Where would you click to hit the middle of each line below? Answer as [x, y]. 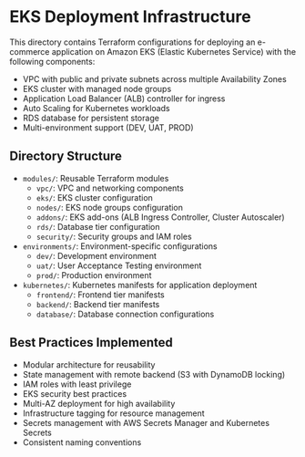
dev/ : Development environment [96, 255]
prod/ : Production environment [94, 275]
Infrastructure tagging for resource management [113, 413]
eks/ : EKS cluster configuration [94, 197]
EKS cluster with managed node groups [97, 88]
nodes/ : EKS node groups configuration [110, 207]
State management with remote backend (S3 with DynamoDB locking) [154, 374]
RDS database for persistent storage [91, 118]
